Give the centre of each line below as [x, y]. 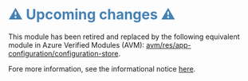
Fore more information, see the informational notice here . [102, 68]
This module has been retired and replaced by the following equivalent [124, 37]
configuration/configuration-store [63, 53]
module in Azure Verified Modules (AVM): [77, 44]
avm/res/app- [169, 44]
